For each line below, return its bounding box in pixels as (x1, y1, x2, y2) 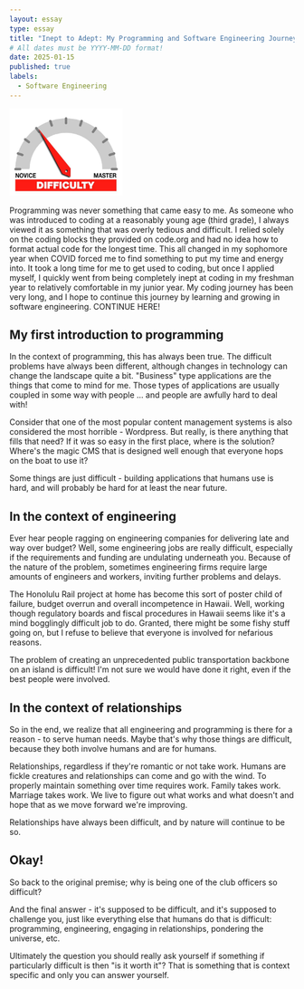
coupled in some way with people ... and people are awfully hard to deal (9, 389, 278, 400)
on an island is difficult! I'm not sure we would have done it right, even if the (9, 664, 291, 675)
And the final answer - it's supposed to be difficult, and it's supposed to (9, 904, 277, 915)
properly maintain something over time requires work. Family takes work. (9, 780, 281, 791)
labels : (9, 72, 39, 82)
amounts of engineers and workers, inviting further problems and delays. (9, 571, 281, 582)
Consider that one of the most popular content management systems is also (9, 417, 292, 427)
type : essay (9, 24, 54, 34)
